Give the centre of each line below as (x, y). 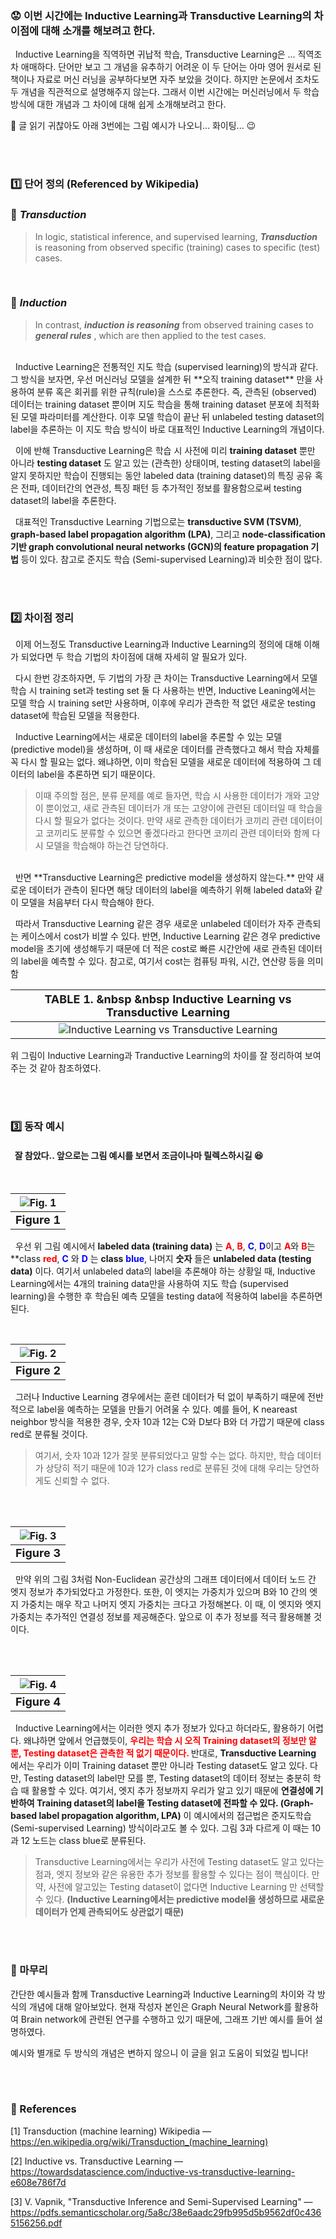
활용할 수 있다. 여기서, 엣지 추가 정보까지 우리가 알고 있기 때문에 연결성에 (172, 1791)
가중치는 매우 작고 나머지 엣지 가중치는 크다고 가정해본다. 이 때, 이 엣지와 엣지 (171, 1604)
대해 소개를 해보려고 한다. (98, 30)
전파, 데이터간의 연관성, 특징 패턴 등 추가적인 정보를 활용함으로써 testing (161, 488)
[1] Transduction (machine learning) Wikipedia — (111, 2131)
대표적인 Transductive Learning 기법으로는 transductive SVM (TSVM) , (158, 521)
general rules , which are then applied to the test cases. (150, 335)
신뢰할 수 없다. (81, 1481)
